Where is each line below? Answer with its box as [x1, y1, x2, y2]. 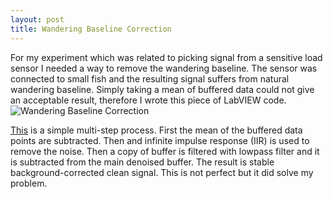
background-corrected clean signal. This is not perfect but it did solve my [10, 166, 314, 178]
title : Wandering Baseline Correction [10, 24, 172, 34]
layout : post [10, 14, 65, 25]
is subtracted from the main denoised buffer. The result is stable [10, 156, 275, 168]
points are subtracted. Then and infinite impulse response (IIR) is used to [10, 134, 310, 146]
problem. [10, 177, 48, 189]
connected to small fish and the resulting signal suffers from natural [10, 72, 290, 85]
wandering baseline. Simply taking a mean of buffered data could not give [10, 83, 315, 95]
